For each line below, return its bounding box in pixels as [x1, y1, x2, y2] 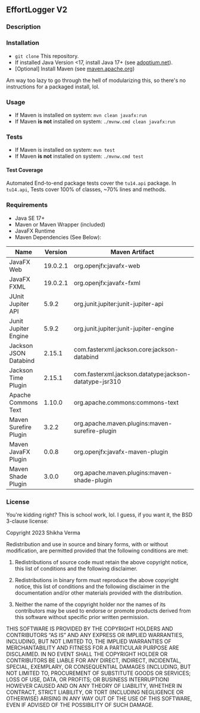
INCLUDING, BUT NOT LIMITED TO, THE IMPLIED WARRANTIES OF [6, 638, 171, 645]
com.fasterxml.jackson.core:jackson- [73, 345, 179, 353]
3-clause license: [6, 518, 49, 525]
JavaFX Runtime [14, 227, 55, 234]
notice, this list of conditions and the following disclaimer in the [14, 583, 170, 590]
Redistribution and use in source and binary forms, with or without [6, 541, 168, 547]
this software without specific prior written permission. [14, 614, 149, 620]
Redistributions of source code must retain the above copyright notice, [14, 559, 189, 565]
